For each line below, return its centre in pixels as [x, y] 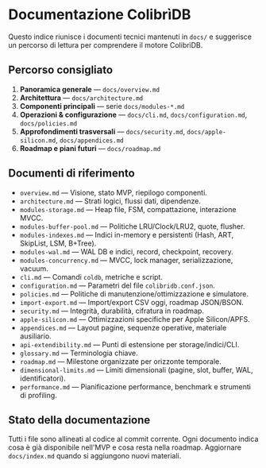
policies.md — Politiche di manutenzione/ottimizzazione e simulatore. [134, 294]
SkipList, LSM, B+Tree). [58, 243]
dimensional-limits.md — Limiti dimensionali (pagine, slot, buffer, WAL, [136, 369]
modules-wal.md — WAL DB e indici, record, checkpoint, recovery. [127, 251]
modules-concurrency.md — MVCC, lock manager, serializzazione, [126, 260]
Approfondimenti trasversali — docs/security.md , [102, 131]
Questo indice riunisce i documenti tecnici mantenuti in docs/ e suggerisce [130, 37]
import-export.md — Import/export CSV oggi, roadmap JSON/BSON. [131, 302]
